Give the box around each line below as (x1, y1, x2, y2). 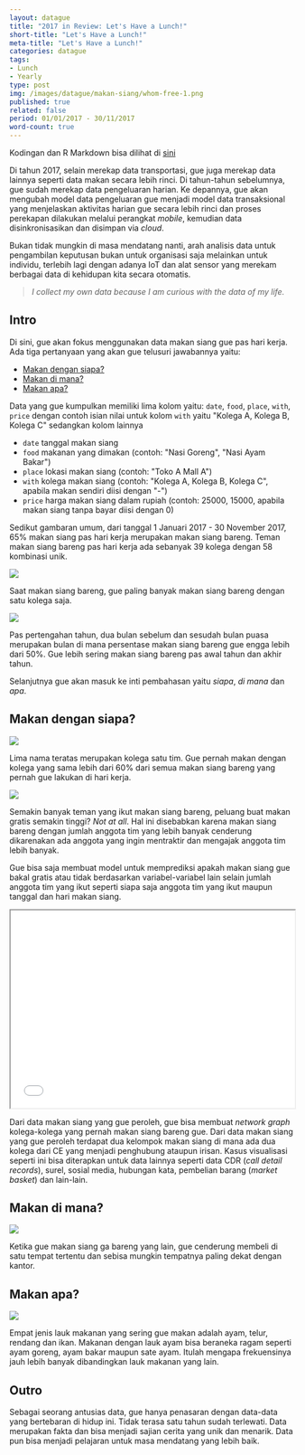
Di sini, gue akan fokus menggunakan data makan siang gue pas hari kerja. (9, 336, 289, 347)
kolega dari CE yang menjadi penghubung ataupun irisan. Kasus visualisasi (9, 1145, 288, 1156)
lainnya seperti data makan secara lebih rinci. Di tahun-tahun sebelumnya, (9, 175, 286, 185)
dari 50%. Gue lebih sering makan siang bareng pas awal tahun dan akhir (9, 648, 282, 659)
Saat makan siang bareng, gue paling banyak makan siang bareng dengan (9, 585, 285, 596)
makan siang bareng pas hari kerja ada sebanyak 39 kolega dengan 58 (9, 541, 273, 552)
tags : (9, 55, 30, 64)
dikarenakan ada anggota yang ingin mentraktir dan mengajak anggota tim (9, 835, 286, 846)
